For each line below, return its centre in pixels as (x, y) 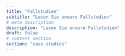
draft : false (22, 33)
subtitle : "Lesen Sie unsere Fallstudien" (59, 17)
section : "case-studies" (37, 44)
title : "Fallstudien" (33, 11)
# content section (29, 38)
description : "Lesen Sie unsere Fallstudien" (63, 28)
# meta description (30, 22)
